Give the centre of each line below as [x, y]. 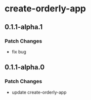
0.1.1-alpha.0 [25, 67]
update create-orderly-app [39, 92]
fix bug [19, 51]
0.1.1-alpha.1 [24, 27]
